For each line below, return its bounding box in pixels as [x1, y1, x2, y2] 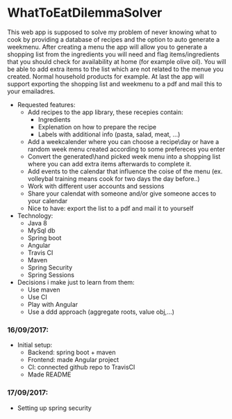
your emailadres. [7, 87, 56, 95]
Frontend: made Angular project [27, 356, 119, 364]
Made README [27, 370, 72, 379]
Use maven [27, 285, 60, 294]
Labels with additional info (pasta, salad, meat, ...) [38, 130, 181, 139]
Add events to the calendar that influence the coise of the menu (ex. [27, 167, 223, 175]
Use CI [27, 292, 47, 301]
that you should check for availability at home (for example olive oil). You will [7, 57, 226, 65]
